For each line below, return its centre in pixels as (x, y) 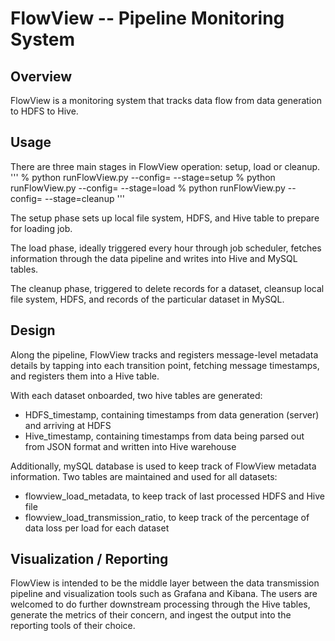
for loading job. (41, 228)
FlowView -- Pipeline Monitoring (147, 18)
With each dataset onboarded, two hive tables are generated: (136, 395)
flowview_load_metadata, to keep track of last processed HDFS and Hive (174, 496)
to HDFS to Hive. (44, 111)
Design (33, 330)
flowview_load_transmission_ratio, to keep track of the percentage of (167, 517)
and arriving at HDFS (68, 425)
